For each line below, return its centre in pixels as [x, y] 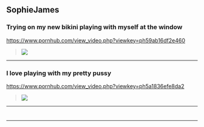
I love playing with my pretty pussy [59, 73]
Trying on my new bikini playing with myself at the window [94, 27]
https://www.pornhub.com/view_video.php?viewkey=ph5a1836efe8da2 [95, 86]
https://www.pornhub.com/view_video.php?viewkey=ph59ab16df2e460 [96, 40]
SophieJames [33, 10]
